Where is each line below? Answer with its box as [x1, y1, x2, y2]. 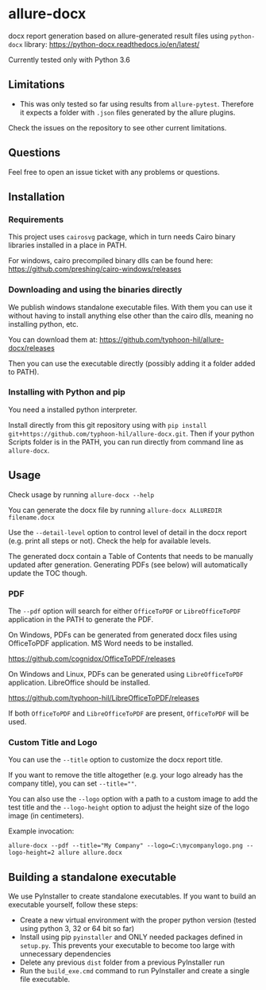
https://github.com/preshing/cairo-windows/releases [8, 264, 182, 274]
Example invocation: [8, 826, 75, 836]
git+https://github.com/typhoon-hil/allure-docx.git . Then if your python [8, 429, 255, 438]
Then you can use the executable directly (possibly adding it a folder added [8, 359, 256, 368]
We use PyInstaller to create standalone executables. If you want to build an [8, 891, 256, 901]
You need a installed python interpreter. [8, 405, 137, 414]
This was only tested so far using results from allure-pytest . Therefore [19, 99, 254, 108]
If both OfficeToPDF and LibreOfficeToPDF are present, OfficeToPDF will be [8, 709, 249, 718]
